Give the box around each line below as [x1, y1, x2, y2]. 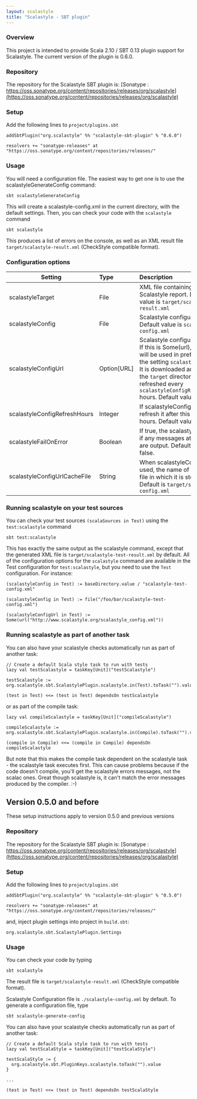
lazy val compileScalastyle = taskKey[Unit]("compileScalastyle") [6, 714, 172, 720]
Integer [98, 410, 119, 418]
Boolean [98, 438, 122, 446]
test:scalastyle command [6, 523, 72, 530]
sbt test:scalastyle [6, 535, 57, 540]
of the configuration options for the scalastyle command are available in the [6, 557, 191, 564]
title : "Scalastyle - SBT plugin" [6, 14, 91, 20]
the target [139, 372, 168, 380]
